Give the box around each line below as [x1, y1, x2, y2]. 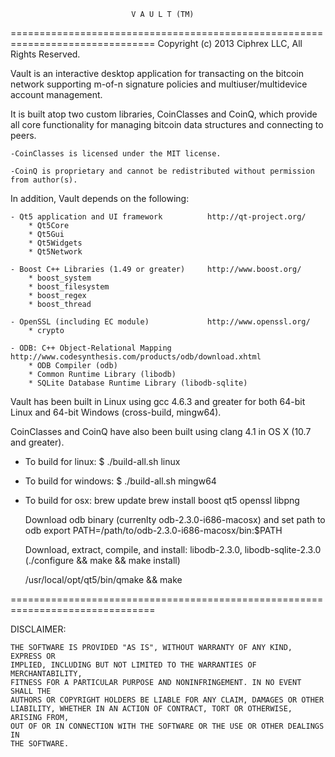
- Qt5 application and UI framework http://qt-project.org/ [10, 212, 307, 222]
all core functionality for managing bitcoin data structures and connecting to [10, 119, 324, 130]
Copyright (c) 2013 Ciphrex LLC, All [157, 38, 303, 49]
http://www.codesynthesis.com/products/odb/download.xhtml [10, 352, 262, 362]
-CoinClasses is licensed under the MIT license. [10, 149, 222, 159]
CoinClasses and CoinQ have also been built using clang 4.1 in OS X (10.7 [10, 426, 312, 437]
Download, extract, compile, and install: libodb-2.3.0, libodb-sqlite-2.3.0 [24, 544, 322, 555]
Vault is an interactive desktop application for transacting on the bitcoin [10, 68, 304, 79]
